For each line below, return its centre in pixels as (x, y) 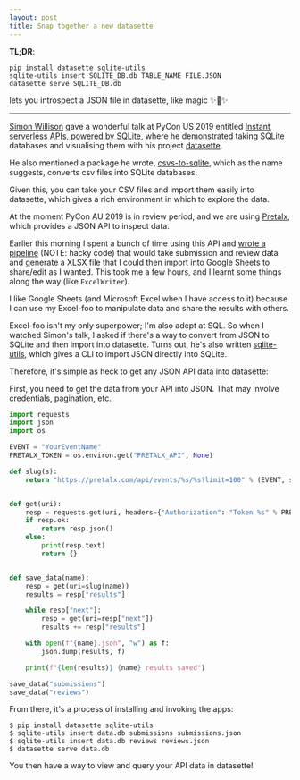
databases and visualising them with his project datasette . (116, 145)
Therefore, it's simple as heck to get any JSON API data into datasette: (139, 371)
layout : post (33, 17)
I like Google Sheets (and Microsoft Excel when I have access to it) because (149, 298)
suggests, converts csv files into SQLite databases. (104, 172)
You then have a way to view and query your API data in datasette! (131, 766)
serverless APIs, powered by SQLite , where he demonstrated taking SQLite (147, 136)
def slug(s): (33, 471)
